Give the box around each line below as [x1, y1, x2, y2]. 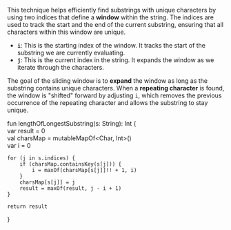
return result [7, 203, 48, 210]
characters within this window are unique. [7, 28, 126, 36]
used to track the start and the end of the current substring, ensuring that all [7, 21, 224, 28]
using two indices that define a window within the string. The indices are [7, 13, 214, 21]
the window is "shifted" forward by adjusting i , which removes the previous [7, 91, 222, 99]
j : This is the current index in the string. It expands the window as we [17, 56, 214, 64]
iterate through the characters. [17, 64, 105, 71]
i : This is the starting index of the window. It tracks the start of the [17, 41, 205, 49]
